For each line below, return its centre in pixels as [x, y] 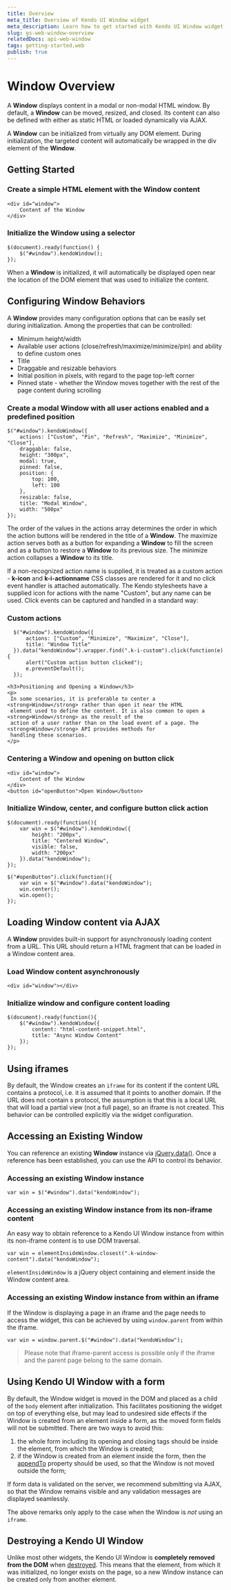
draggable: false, [46, 449]
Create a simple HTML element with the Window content [103, 189]
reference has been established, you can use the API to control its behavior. [115, 1160]
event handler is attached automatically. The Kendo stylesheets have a [108, 585]
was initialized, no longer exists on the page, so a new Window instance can [115, 1572]
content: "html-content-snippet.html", [89, 1029]
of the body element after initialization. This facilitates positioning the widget [114, 1406]
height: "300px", [44, 455]
